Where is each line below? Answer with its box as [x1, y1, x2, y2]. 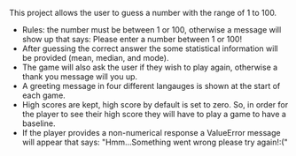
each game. [21, 90, 66, 100]
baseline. [21, 118, 56, 129]
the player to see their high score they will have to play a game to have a [21, 109, 286, 119]
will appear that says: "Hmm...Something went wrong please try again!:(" [21, 137, 288, 147]
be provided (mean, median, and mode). [21, 53, 169, 63]
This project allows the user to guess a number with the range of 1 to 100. [9, 8, 277, 18]
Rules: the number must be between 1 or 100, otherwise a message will [21, 25, 282, 34]
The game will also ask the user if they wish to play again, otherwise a [21, 62, 278, 72]
